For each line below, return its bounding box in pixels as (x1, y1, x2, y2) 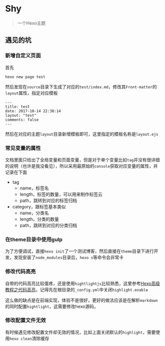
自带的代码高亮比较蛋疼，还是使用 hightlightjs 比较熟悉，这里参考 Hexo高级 (5, 280, 160, 286)
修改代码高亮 (5, 268, 36, 275)
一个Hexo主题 (17, 20, 46, 26)
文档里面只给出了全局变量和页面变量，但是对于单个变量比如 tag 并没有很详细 (5, 157, 160, 163)
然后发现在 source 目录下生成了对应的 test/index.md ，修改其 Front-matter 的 (5, 84, 157, 89)
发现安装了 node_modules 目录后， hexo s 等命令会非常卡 (13, 255, 124, 260)
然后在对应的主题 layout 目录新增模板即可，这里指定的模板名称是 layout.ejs (5, 131, 159, 137)
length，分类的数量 (19, 216, 59, 222)
